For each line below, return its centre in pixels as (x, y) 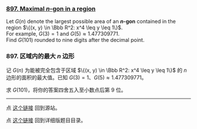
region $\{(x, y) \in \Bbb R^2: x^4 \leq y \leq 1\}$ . (64, 27)
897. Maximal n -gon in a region (51, 9)
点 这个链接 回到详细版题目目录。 (46, 120)
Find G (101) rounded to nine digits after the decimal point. (75, 40)
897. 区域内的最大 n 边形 (40, 56)
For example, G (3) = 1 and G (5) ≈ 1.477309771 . (63, 34)
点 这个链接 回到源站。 (33, 107)
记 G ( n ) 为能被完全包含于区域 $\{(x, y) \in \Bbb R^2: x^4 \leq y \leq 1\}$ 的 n (96, 70)
